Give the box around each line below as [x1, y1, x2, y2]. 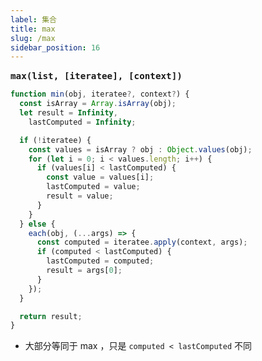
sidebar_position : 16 [10, 42, 101, 53]
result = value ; [46, 191, 114, 201]
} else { [19, 219, 56, 229]
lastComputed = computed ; [46, 256, 155, 266]
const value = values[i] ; [46, 172, 155, 183]
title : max [10, 24, 56, 34]
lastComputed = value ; [46, 182, 141, 192]
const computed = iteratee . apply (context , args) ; [36, 237, 248, 248]
